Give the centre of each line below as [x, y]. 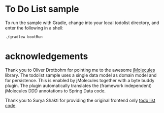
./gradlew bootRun [24, 37]
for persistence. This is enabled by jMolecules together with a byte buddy [80, 80]
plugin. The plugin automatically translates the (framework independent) [78, 85]
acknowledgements [47, 56]
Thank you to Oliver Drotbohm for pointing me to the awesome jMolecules [80, 70]
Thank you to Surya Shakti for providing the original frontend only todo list [80, 100]
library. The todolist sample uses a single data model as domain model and [81, 75]
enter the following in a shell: [34, 28]
